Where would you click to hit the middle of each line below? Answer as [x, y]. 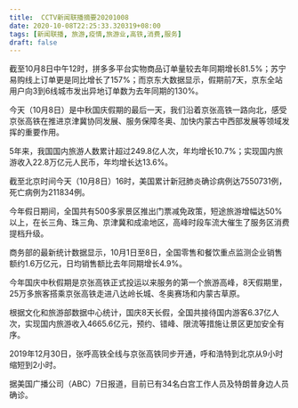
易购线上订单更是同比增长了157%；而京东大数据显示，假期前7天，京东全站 [146, 80]
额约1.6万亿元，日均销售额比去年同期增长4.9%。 [98, 264]
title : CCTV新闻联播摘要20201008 [69, 17]
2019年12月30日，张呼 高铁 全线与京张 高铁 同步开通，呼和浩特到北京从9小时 [146, 354]
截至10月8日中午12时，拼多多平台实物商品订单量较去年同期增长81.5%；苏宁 [148, 69]
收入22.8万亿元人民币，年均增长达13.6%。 [95, 162]
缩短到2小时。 [35, 365]
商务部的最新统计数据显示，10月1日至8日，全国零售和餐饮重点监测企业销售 [146, 253]
